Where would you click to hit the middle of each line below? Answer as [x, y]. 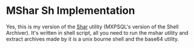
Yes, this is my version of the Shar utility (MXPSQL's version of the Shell [93, 27]
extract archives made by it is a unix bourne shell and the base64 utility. [93, 39]
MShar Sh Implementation [71, 11]
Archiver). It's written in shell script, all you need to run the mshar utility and [97, 32]
